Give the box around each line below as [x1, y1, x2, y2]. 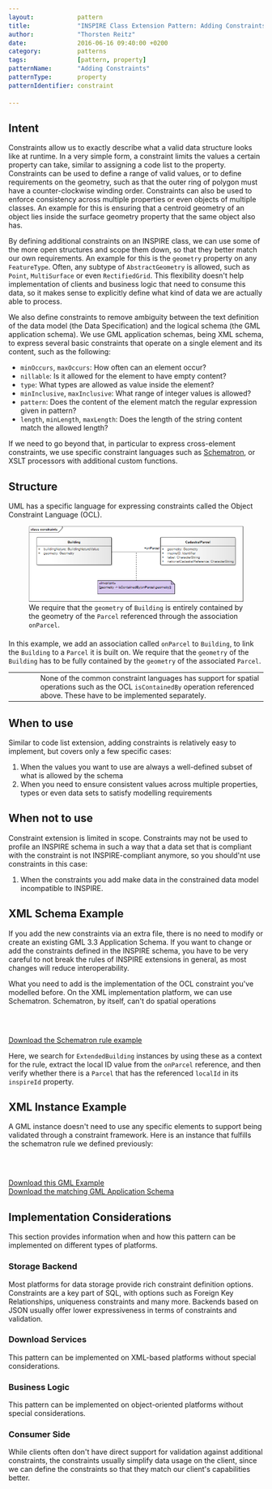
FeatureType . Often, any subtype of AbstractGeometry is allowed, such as [8, 262, 250, 272]
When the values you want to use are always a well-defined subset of [19, 762, 253, 772]
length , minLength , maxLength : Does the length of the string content [19, 414, 243, 424]
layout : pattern [8, 13, 104, 21]
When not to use [8, 812, 93, 825]
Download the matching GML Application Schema [8, 1187, 174, 1197]
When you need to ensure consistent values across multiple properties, [19, 780, 258, 790]
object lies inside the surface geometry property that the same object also [8, 212, 256, 222]
